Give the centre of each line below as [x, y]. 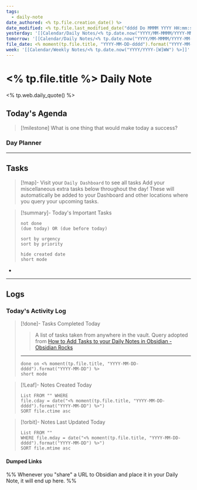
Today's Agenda [37, 114]
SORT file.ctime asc [45, 411]
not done [31, 223]
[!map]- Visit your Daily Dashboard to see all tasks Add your [93, 182]
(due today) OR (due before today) [64, 229]
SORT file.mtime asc [45, 448]
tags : [13, 11]
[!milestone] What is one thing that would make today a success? [99, 127]
